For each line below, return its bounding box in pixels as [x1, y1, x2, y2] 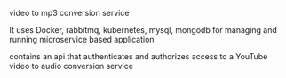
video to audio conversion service [9, 61, 133, 71]
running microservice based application [9, 35, 155, 44]
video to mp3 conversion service [9, 8, 130, 18]
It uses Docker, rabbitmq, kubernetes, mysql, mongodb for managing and [9, 25, 278, 35]
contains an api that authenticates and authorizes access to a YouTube [9, 51, 268, 61]
